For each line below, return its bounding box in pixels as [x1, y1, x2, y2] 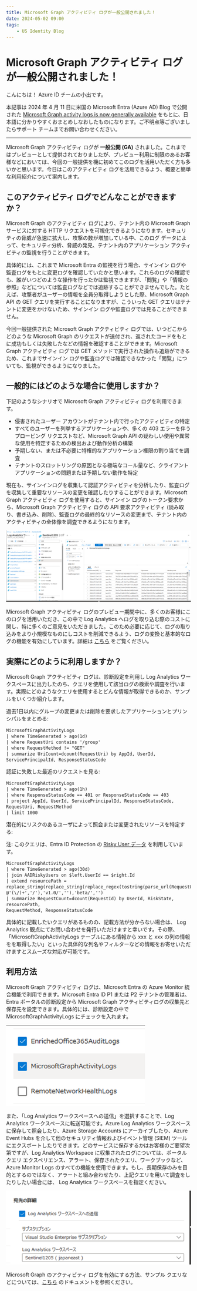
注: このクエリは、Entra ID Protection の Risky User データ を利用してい [6, 841, 179, 848]
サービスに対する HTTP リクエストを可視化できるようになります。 [6, 227, 166, 234]
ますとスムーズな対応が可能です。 [11, 948, 93, 955]
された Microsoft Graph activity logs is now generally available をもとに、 [6, 111, 184, 118]
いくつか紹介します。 [16, 695, 67, 702]
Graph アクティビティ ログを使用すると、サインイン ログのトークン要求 [6, 496, 179, 503]
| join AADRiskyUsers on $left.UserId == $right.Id [6, 873, 135, 878]
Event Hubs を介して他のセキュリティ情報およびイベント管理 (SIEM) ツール [6, 1134, 188, 1141]
